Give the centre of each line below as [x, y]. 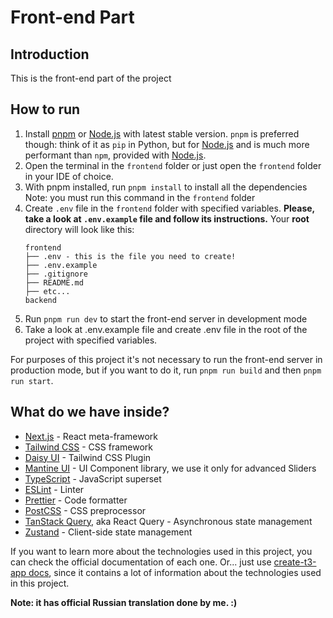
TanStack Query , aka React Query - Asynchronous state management [168, 521]
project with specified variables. [91, 340]
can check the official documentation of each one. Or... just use [141, 562]
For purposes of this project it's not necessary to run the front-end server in [166, 359]
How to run [45, 109]
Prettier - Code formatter [76, 500]
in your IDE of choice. [69, 176]
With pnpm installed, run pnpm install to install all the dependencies [166, 187]
